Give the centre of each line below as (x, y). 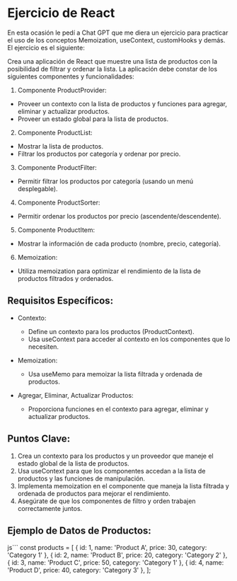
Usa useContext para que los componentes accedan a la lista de (111, 471)
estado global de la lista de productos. (73, 463)
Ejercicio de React (61, 13)
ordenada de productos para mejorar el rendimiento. (94, 493)
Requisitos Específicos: (60, 301)
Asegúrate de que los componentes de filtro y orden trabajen (106, 501)
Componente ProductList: (55, 132)
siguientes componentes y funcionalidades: (71, 76)
